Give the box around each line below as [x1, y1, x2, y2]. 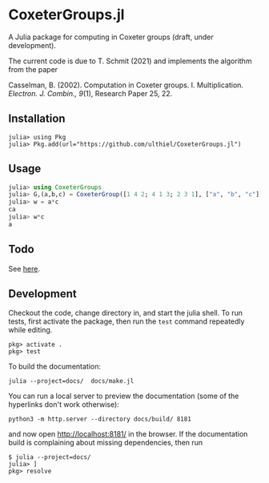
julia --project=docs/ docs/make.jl [8, 377, 134, 385]
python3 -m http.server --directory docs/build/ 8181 [8, 415, 192, 424]
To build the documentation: [8, 362, 102, 372]
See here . [8, 264, 40, 273]
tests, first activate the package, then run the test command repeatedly [8, 316, 245, 326]
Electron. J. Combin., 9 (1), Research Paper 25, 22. [8, 88, 173, 98]
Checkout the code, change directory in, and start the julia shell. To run [8, 308, 243, 318]
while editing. [8, 325, 53, 335]
